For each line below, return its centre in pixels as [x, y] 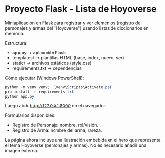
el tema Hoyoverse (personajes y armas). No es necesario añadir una [76, 145]
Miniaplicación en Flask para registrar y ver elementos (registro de [73, 23]
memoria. [15, 33]
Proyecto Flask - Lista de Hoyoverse [81, 9]
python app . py [20, 96]
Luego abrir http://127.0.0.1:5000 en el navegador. [56, 105]
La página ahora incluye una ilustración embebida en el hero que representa [83, 140]
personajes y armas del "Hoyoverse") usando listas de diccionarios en [77, 28]
